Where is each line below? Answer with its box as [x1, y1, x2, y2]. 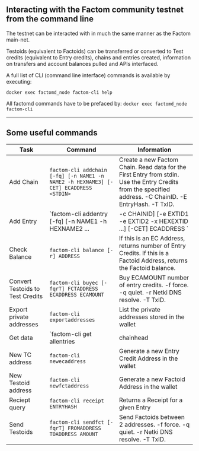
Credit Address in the [118, 354, 178, 363]
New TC [9, 350, 32, 358]
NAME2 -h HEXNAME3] [49, 178, 105, 185]
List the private [118, 305, 161, 313]
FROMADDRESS [68, 424, 102, 431]
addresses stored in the [118, 313, 185, 321]
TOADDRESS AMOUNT [49, 430, 98, 437]
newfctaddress [49, 382, 89, 389]
